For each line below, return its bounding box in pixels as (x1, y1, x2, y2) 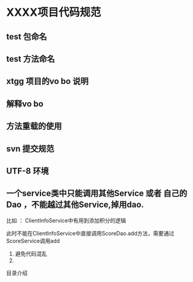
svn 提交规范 (6, 143, 54, 154)
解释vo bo (6, 98, 44, 109)
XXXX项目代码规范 (6, 5, 101, 19)
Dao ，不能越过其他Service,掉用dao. (6, 200, 144, 210)
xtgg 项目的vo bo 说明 (6, 76, 89, 86)
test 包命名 (6, 31, 47, 42)
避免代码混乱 (14, 250, 47, 257)
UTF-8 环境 (6, 165, 49, 176)
